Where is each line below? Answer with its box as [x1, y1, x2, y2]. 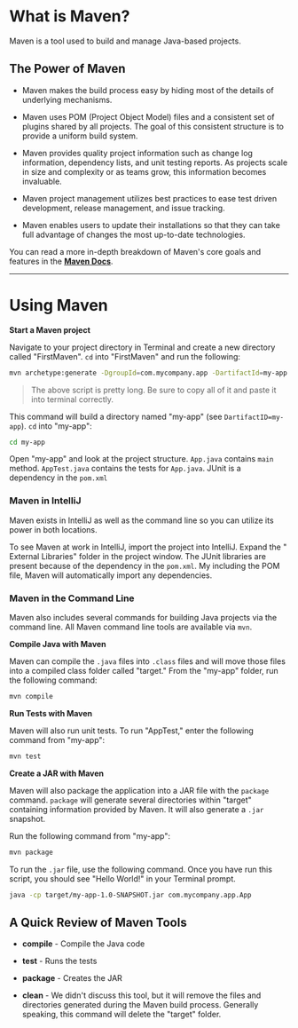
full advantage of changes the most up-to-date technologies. [21, 229, 246, 240]
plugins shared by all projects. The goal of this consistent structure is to [21, 121, 285, 131]
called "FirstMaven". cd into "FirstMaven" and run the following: [9, 351, 241, 361]
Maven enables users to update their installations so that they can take [21, 219, 281, 230]
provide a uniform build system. [21, 130, 138, 141]
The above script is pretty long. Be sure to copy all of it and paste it [30, 384, 277, 395]
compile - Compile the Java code [21, 938, 145, 949]
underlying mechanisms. [21, 94, 113, 105]
